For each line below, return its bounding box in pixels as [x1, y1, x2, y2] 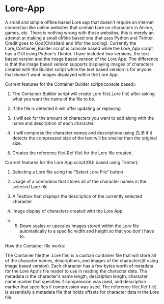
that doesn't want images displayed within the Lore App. [5, 71, 119, 77]
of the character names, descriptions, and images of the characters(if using [5, 257, 158, 264]
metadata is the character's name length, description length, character [5, 273, 148, 279]
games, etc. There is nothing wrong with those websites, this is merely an [5, 30, 154, 35]
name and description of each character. [12, 120, 95, 126]
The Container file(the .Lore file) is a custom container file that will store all [5, 252, 156, 258]
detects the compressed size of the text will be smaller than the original [12, 135, 157, 141]
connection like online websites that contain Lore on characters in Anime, [5, 24, 154, 30]
